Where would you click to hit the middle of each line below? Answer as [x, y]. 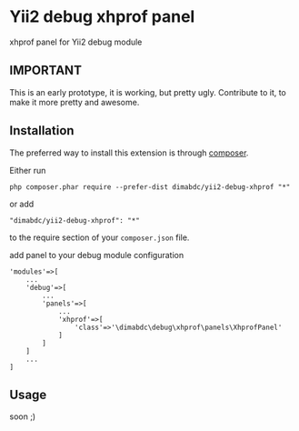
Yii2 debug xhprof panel [102, 17]
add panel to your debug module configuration [97, 255]
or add [22, 204]
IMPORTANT [45, 70]
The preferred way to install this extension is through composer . [129, 153]
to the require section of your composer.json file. [100, 237]
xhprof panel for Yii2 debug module [76, 42]
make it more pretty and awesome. [75, 102]
